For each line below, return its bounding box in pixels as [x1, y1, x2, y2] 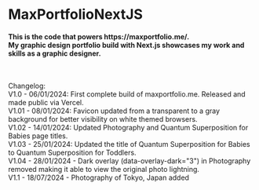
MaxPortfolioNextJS [8, 5, 144, 24]
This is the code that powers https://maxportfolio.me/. [8, 31, 190, 41]
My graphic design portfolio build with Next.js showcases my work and [8, 40, 245, 49]
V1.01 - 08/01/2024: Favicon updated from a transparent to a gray [8, 106, 221, 115]
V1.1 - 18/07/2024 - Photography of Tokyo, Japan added [8, 173, 190, 182]
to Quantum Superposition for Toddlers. [8, 148, 137, 158]
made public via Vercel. [8, 98, 84, 108]
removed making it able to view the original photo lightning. [8, 165, 200, 174]
